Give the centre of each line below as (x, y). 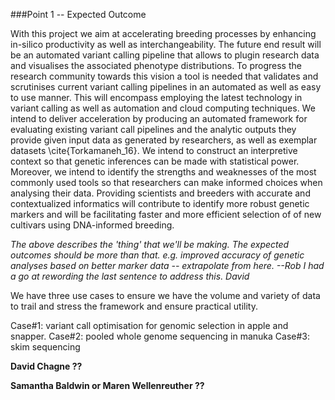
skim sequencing (45, 347)
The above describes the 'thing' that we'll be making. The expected (150, 244)
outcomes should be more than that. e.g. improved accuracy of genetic (157, 255)
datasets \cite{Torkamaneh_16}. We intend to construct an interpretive (154, 150)
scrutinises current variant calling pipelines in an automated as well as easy (166, 87)
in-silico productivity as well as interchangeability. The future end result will (166, 44)
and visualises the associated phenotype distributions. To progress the (156, 65)
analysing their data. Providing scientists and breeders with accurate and (160, 193)
